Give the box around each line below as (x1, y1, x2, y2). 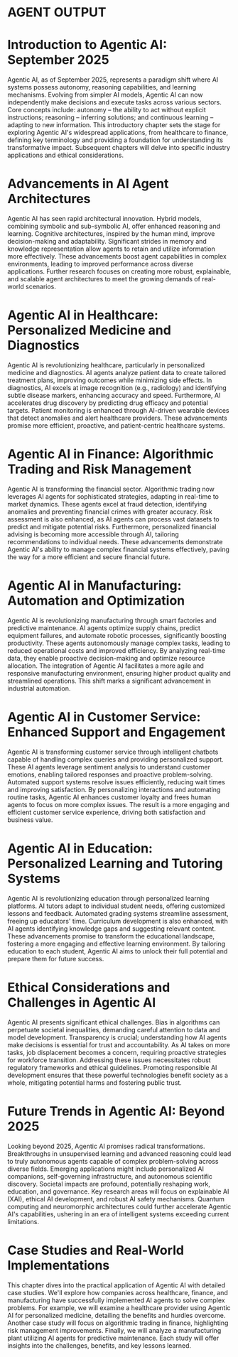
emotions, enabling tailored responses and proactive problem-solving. (7, 770, 213, 779)
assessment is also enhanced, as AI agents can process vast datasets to (7, 514, 220, 523)
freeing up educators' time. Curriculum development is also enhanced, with (7, 917, 229, 925)
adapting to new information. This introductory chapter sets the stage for (7, 121, 221, 129)
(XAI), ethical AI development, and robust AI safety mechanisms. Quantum (7, 1194, 225, 1203)
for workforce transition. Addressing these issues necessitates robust (7, 1056, 211, 1064)
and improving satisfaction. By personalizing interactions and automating (7, 785, 221, 794)
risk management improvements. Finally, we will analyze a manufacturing (7, 1326, 222, 1334)
